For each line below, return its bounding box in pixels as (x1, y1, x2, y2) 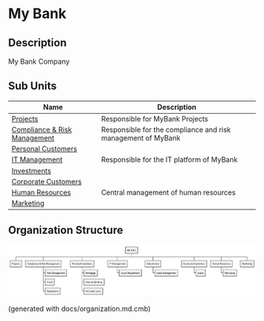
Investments (11, 166, 52, 175)
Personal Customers (11, 144, 78, 154)
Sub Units (8, 79, 57, 93)
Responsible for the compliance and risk (101, 125, 232, 134)
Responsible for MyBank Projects (101, 114, 208, 123)
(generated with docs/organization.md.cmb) (8, 304, 151, 313)
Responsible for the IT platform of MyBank (101, 155, 238, 165)
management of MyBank (101, 133, 181, 142)
